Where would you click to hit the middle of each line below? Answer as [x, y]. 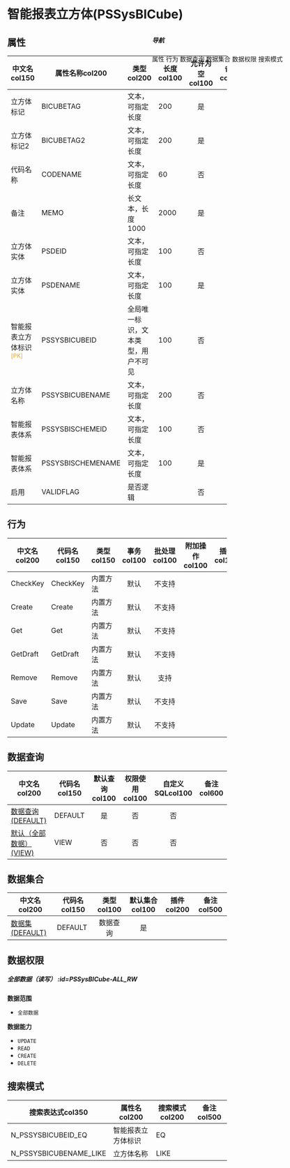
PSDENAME [61, 285]
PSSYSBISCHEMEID [74, 429]
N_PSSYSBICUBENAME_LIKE [59, 1153]
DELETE [27, 1063]
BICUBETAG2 [63, 140]
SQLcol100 [174, 793]
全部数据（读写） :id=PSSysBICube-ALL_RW [72, 979]
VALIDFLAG [61, 492]
